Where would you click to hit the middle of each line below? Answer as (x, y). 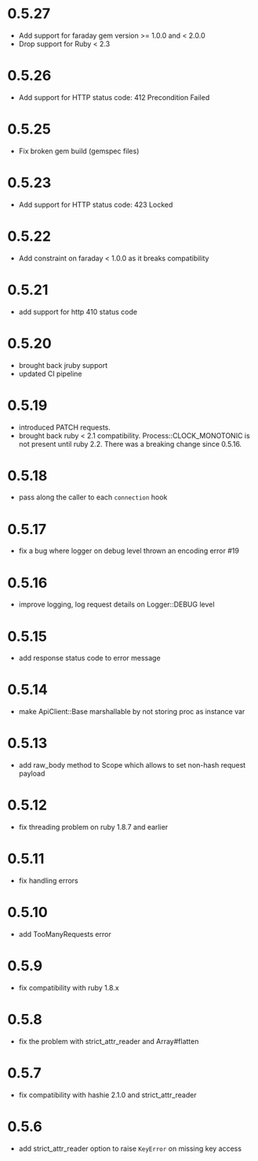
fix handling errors (49, 881)
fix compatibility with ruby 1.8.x (69, 987)
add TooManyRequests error (65, 934)
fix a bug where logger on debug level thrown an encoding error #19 (129, 551)
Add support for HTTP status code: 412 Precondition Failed (114, 97)
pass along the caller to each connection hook (93, 497)
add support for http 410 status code (78, 311)
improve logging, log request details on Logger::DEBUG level (116, 604)
